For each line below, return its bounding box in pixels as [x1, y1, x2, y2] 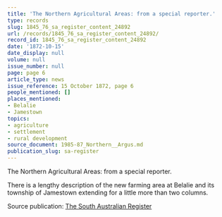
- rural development [7, 135, 68, 142]
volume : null [7, 56, 46, 63]
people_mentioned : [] [7, 89, 71, 96]
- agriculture [7, 121, 49, 129]
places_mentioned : [7, 96, 61, 103]
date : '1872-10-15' [7, 43, 65, 50]
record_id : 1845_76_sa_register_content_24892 [7, 37, 147, 44]
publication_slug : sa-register [7, 148, 99, 155]
